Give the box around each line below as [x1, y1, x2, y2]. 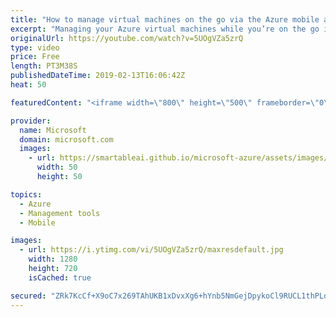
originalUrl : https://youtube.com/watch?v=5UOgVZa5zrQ [10, 33, 244, 43]
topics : [10, 189, 43, 200]
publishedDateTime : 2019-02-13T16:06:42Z [10, 71, 186, 81]
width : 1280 [28, 254, 78, 265]
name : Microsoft [19, 125, 87, 135]
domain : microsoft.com [19, 134, 114, 145]
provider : [10, 116, 52, 126]
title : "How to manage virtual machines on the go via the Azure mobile [10, 14, 320, 25]
